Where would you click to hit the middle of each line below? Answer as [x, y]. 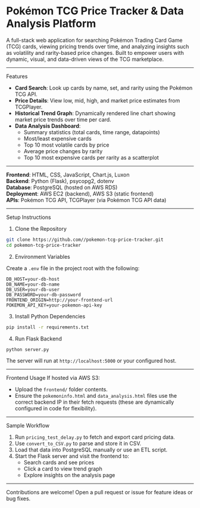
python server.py [28, 349]
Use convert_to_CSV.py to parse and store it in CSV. [78, 444]
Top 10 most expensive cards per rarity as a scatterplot [91, 157]
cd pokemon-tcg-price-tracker [44, 245]
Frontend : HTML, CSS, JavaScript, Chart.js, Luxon [68, 175]
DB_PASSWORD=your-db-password [44, 295]
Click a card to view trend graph [63, 469]
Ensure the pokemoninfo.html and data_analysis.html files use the [96, 396]
